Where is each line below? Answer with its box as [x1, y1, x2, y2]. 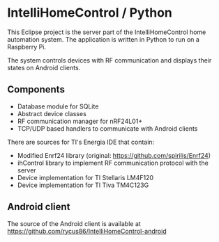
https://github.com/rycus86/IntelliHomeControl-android [7, 227, 167, 235]
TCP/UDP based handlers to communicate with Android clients [17, 124, 198, 133]
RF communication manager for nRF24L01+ [17, 117, 143, 125]
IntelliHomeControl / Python [7, 5, 173, 21]
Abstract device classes [17, 109, 87, 118]
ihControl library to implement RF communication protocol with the [17, 159, 209, 167]
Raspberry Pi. [7, 42, 47, 51]
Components [7, 83, 65, 95]
